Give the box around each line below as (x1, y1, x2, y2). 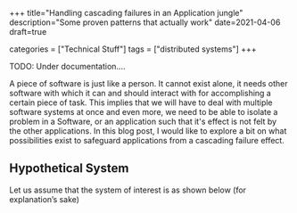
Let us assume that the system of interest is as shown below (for (9, 184, 247, 195)
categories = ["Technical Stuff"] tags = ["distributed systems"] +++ (9, 44, 257, 54)
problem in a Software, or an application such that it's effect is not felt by (9, 116, 277, 127)
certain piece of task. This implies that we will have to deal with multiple (9, 97, 274, 108)
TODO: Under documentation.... (9, 61, 126, 71)
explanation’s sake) (9, 193, 80, 204)
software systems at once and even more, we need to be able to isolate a (9, 107, 278, 117)
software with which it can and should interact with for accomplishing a (9, 88, 272, 98)
